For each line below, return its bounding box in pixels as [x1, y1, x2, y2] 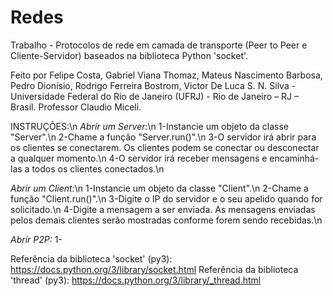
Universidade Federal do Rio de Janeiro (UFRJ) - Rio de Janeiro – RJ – [10, 90, 299, 102]
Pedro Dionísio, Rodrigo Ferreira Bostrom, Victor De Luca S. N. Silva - [10, 79, 297, 91]
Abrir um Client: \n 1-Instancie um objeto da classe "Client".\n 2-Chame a [10, 182, 309, 194]
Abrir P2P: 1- [10, 233, 63, 245]
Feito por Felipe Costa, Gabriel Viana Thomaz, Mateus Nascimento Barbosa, [10, 69, 323, 81]
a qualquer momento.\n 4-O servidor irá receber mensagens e [10, 152, 268, 164]
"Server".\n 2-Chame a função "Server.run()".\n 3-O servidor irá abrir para [10, 131, 317, 143]
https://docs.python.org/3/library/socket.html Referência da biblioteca [10, 263, 299, 275]
